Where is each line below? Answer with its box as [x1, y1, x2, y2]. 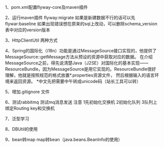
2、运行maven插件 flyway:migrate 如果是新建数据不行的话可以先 [5, 15, 136, 21]
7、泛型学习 [5, 116, 29, 122]
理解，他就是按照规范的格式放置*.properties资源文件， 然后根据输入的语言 [5, 73, 155, 78]
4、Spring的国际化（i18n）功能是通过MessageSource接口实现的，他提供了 [5, 48, 157, 53]
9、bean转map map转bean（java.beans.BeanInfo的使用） [5, 137, 123, 142]
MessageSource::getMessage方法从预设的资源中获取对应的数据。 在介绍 [5, 54, 153, 60]
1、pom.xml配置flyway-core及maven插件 [5, 4, 88, 10]
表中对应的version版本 [5, 27, 51, 33]
